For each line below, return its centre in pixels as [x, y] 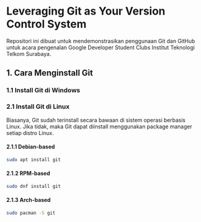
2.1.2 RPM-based [28, 173]
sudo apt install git [34, 159]
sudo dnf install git [34, 186]
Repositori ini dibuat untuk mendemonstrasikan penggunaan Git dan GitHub [101, 41]
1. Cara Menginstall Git [49, 73]
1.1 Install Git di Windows [43, 91]
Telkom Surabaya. [29, 54]
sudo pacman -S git [31, 213]
